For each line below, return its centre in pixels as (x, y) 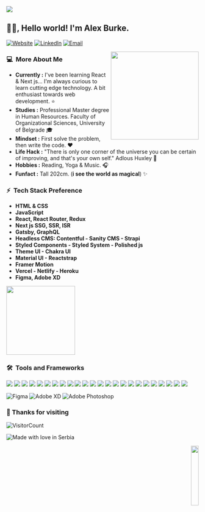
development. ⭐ (35, 102)
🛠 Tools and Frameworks (45, 368)
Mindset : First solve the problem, (58, 139)
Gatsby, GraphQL (37, 232)
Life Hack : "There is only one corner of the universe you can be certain (106, 152)
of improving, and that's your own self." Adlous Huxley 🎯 (86, 158)
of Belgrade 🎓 (34, 130)
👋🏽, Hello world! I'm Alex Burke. (68, 28)
